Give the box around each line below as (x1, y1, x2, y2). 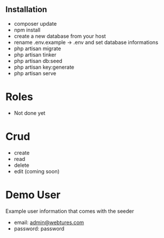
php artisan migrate (13, 45, 61, 52)
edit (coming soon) (13, 167, 60, 174)
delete (13, 162, 30, 169)
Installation (5, 5, 47, 15)
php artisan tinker (13, 51, 57, 58)
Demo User (5, 188, 61, 201)
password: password (13, 225, 65, 232)
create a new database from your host (13, 32, 106, 40)
